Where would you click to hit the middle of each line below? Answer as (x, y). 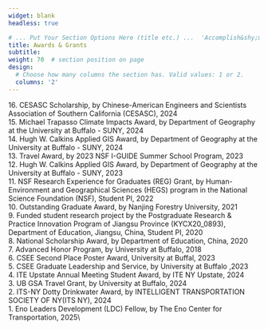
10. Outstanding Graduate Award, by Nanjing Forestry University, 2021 (123, 207)
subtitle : (25, 53)
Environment (29, 189)
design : (21, 68)
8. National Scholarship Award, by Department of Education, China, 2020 (128, 241)
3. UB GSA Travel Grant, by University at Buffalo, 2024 (98, 283)
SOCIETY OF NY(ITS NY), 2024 (60, 300)
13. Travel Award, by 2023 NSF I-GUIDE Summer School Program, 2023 (126, 156)
